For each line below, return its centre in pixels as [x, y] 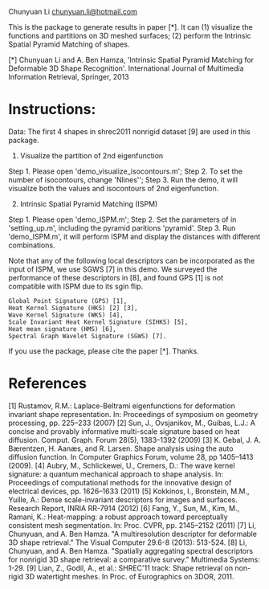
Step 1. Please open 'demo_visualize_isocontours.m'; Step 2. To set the [126, 171]
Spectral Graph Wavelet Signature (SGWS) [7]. [88, 336]
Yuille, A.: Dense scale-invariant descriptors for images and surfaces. [123, 499]
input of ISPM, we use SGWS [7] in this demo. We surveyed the [113, 269]
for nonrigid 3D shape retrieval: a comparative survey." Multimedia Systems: [134, 559]
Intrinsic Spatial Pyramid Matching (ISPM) [89, 203]
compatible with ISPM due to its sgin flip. [76, 286]
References [47, 384]
